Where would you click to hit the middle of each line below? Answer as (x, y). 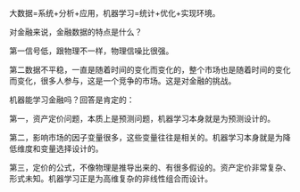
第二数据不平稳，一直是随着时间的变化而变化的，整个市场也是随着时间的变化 (150, 70)
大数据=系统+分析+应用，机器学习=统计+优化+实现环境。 (115, 13)
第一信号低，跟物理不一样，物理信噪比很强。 (92, 51)
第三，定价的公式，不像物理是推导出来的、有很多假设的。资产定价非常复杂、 (150, 168)
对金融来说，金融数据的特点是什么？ (76, 32)
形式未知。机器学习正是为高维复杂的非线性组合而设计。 (111, 179)
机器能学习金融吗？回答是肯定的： (72, 100)
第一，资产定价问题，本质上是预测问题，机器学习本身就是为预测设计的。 (142, 119)
